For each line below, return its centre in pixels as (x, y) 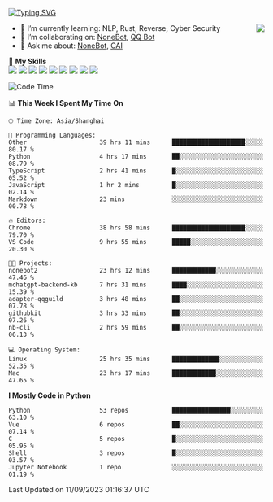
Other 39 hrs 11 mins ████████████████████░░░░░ (136, 142)
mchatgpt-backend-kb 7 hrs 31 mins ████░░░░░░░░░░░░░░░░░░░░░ (136, 285)
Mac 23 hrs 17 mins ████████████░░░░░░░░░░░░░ (136, 373)
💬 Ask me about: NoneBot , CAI (71, 46)
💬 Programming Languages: (52, 135)
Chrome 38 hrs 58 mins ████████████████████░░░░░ (136, 228)
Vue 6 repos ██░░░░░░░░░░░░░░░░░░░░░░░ (136, 425)
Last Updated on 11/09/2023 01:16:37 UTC (79, 489)
